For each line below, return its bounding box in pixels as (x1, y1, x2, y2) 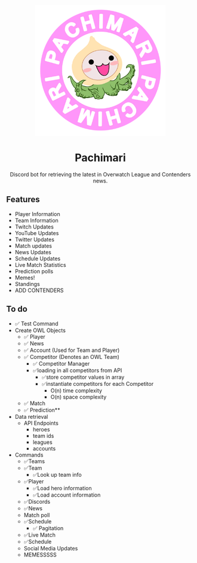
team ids (32, 432, 54, 439)
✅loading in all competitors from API (32, 367, 122, 374)
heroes (32, 425, 50, 433)
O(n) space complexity (50, 393, 107, 400)
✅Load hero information (32, 484, 92, 492)
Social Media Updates (23, 544, 78, 552)
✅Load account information (32, 491, 101, 498)
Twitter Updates (14, 236, 55, 243)
